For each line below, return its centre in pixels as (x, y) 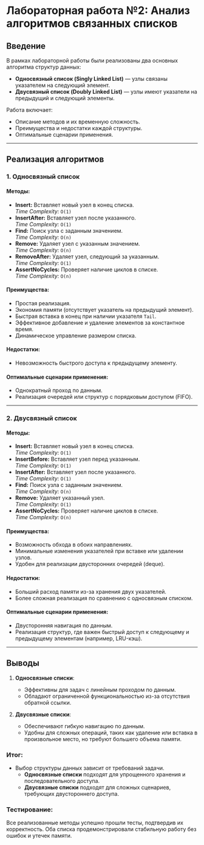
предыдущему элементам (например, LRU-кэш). (79, 638)
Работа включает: (29, 110)
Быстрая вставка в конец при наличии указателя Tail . (86, 316)
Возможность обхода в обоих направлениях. (74, 545)
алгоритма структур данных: (44, 67)
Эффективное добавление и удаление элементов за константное (100, 322)
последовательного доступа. (62, 781)
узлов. (23, 557)
